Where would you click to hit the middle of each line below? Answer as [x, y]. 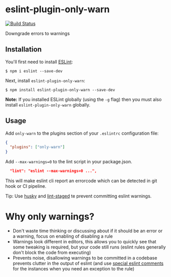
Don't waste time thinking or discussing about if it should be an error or [88, 231]
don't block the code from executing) [52, 253]
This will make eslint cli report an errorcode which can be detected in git [81, 181]
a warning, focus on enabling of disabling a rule [63, 236]
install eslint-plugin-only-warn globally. [48, 105]
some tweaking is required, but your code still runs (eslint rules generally [89, 247]
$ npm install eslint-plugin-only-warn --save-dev [60, 90]
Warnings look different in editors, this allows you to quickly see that [84, 242]
